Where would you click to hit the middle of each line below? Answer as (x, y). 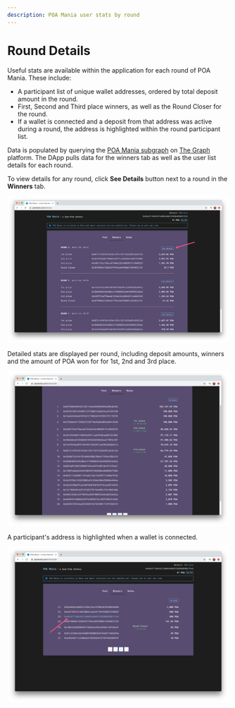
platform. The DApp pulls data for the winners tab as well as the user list (112, 157)
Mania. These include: (39, 78)
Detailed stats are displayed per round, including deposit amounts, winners (116, 353)
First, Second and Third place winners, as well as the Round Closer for (119, 106)
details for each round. (40, 165)
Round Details (49, 50)
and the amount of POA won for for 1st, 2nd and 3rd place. (92, 361)
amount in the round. (48, 99)
